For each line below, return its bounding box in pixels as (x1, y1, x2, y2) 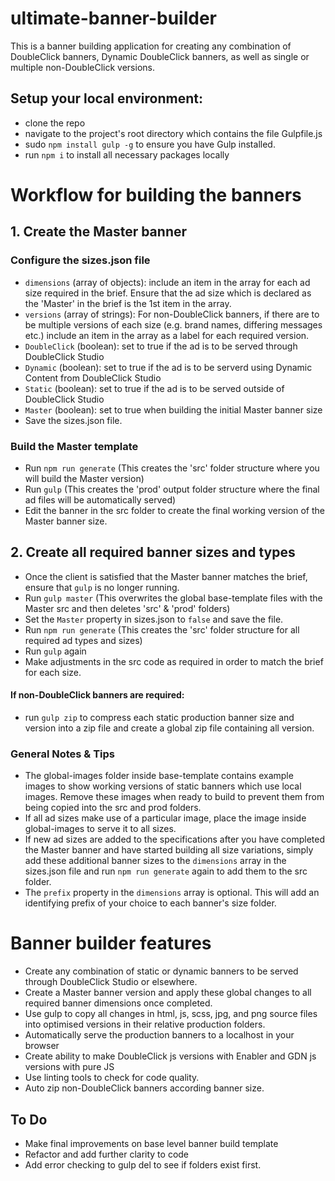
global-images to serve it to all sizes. (24, 823, 177, 835)
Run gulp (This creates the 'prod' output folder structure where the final (24, 483, 320, 495)
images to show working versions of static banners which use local (24, 780, 302, 792)
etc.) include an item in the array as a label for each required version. (24, 329, 310, 341)
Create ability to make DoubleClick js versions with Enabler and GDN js (24, 1050, 317, 1062)
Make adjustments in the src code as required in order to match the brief (24, 655, 324, 667)
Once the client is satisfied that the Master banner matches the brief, (24, 570, 308, 582)
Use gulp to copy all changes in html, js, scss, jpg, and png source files (24, 1008, 318, 1020)
